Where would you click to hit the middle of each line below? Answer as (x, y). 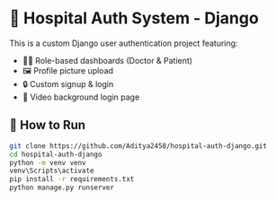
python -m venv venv (48, 162)
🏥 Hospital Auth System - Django (134, 18)
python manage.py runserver (62, 188)
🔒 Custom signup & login (68, 83)
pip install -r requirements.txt (72, 179)
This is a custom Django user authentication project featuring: (124, 43)
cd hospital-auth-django (56, 154)
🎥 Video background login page (81, 97)
